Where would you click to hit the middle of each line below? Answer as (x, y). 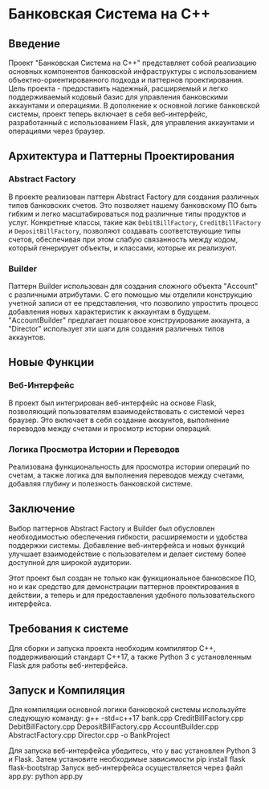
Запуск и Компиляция (67, 690)
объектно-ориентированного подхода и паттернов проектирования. (126, 80)
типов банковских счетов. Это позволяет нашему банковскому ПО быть (133, 205)
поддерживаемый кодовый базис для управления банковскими (118, 97)
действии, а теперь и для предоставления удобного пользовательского (132, 595)
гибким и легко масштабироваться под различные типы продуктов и (127, 214)
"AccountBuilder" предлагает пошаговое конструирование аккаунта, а (129, 320)
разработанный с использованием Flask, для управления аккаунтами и (131, 122)
